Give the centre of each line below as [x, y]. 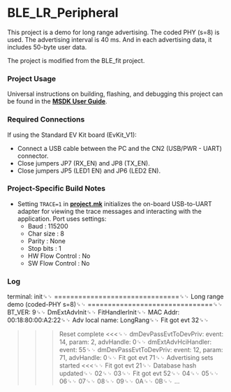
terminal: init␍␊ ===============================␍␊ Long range [115, 297]
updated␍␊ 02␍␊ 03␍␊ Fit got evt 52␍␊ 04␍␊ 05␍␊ [139, 373]
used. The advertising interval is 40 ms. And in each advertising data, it [110, 39]
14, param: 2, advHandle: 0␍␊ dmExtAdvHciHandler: [135, 342]
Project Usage [32, 78]
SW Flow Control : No [59, 263]
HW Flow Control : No [59, 256]
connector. [33, 156]
